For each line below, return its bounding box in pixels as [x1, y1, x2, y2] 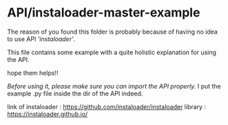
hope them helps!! [7, 69, 59, 77]
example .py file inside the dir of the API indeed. [7, 89, 143, 98]
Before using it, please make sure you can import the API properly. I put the [7, 82, 222, 90]
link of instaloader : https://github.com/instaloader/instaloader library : [7, 102, 207, 111]
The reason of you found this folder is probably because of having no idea [7, 27, 218, 36]
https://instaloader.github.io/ [7, 110, 88, 118]
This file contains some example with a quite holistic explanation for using [7, 48, 217, 56]
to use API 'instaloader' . [7, 34, 76, 43]
